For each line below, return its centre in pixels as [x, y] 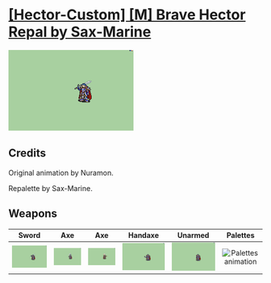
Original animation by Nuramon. [61, 173]
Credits [27, 154]
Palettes [240, 235]
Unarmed [193, 235]
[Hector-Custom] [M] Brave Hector [127, 15]
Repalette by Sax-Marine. [50, 188]
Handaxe [144, 235]
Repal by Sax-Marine [80, 32]
